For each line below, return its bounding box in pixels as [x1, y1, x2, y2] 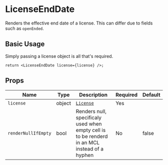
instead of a [75, 145, 104, 152]
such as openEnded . [5, 25, 44, 31]
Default [142, 91, 160, 98]
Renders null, [75, 107, 106, 114]
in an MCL [75, 139, 100, 146]
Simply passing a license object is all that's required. [5, 53, 113, 59]
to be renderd [75, 132, 108, 139]
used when [75, 120, 102, 127]
